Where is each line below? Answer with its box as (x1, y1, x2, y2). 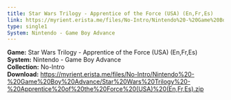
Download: (7, 70, 39, 79)
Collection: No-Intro (7, 63, 65, 71)
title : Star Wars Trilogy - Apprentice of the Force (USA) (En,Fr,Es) (7, 10, 214, 17)
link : (7, 17, 23, 23)
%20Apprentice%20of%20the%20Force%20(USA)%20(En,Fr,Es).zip (7, 85, 204, 93)
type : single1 (7, 23, 48, 30)
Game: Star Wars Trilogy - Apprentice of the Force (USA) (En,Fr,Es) (7, 48, 198, 57)
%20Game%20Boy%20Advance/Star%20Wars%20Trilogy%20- (7, 77, 191, 86)
